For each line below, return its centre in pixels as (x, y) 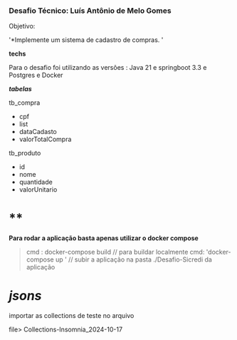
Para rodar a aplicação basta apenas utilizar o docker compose (104, 238)
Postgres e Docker (36, 75)
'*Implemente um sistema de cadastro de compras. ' (86, 40)
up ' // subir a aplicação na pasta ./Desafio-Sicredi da (134, 259)
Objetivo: (22, 26)
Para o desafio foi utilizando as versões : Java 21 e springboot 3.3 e (108, 68)
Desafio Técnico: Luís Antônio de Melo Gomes (90, 11)
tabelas (20, 89)
